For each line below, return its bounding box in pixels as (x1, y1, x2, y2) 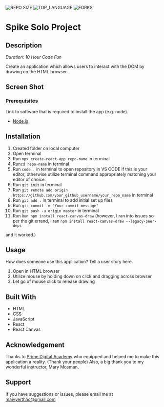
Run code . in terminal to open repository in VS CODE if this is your (12, 166, 148, 172)
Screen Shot (5, 83, 44, 91)
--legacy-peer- (125, 219, 157, 224)
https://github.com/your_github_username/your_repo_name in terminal (12, 192, 153, 198)
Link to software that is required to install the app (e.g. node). (5, 108, 128, 114)
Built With (5, 293, 36, 301)
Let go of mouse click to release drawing (12, 278, 95, 284)
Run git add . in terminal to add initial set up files (12, 197, 113, 203)
